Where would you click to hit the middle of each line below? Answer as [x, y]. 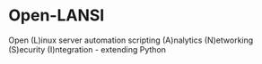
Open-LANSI [57, 16]
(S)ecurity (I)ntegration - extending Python [87, 49]
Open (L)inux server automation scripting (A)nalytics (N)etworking [131, 40]
